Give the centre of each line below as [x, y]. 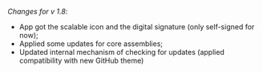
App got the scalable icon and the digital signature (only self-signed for [137, 27]
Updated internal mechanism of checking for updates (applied [122, 52]
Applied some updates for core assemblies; [91, 44]
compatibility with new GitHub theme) [81, 60]
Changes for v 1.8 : [38, 12]
